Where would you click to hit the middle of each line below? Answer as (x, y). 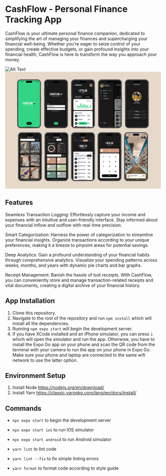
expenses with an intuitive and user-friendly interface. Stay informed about (82, 220)
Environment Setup (35, 375)
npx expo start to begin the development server (62, 420)
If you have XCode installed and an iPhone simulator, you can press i (83, 334)
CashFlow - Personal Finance (66, 9)
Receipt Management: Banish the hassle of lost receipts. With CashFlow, (79, 275)
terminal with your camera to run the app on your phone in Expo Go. (82, 349)
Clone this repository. (34, 313)
